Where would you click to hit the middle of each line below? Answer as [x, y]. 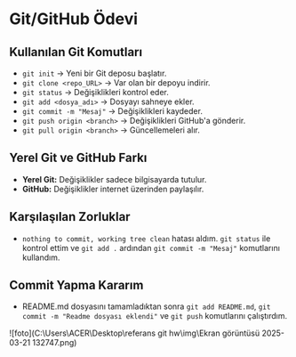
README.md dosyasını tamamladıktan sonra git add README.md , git [146, 306]
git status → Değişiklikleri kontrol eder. [95, 92]
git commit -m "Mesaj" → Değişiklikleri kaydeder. [112, 111]
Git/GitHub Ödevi [74, 19]
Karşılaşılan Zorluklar [70, 217]
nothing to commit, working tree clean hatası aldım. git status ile [146, 238]
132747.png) [55, 343]
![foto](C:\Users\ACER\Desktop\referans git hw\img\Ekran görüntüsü [135, 333]
